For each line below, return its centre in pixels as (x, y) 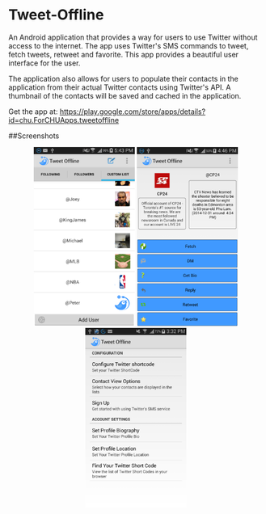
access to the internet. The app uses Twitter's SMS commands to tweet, (129, 45)
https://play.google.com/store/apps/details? (133, 112)
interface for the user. (44, 63)
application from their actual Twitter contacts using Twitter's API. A (120, 87)
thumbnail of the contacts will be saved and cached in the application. (125, 95)
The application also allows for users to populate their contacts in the (123, 78)
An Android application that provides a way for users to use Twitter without (133, 37)
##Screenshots (34, 136)
